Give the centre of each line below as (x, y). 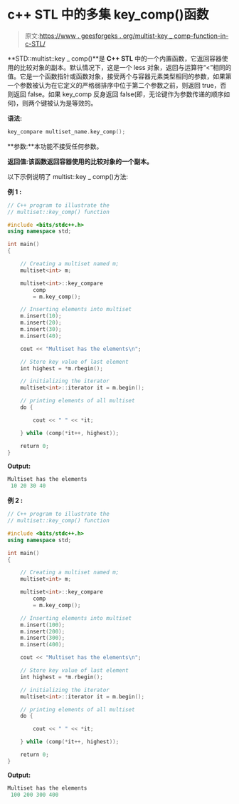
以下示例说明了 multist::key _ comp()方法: (68, 176)
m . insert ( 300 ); (43, 638)
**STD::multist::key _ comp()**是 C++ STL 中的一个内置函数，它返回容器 (115, 58)
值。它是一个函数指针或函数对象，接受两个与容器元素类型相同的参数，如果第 (119, 76)
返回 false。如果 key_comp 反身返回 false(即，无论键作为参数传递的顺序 (118, 94)
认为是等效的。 (75, 103)
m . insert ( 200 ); (43, 631)
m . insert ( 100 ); (43, 625)
